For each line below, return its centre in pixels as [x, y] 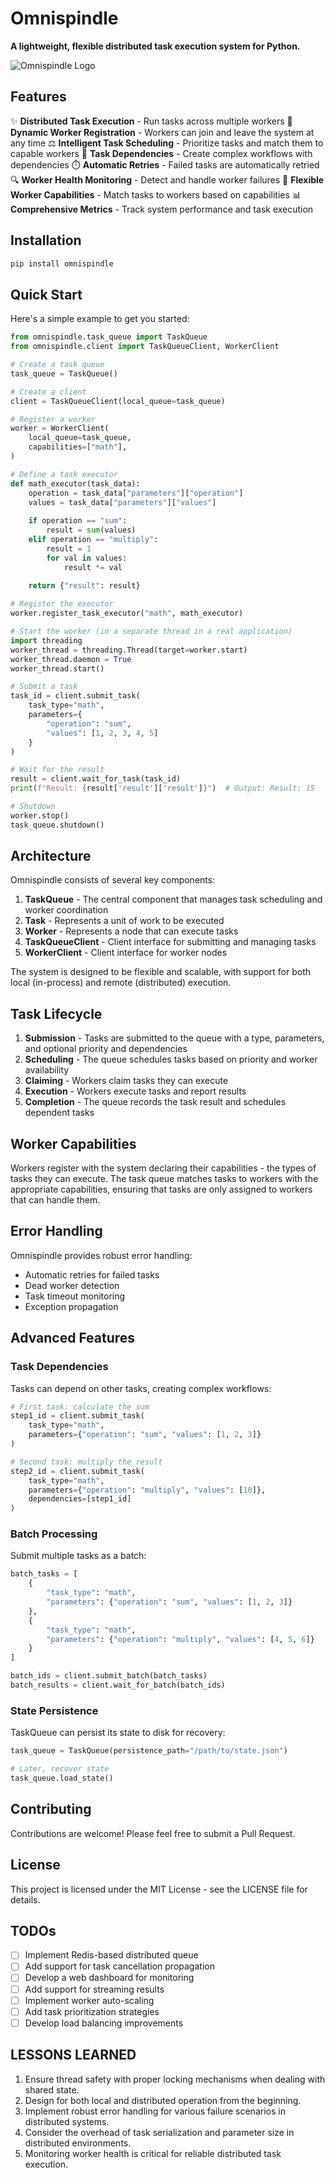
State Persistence [54, 1710]
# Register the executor [62, 604]
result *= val [93, 567]
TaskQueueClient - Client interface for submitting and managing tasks [170, 942]
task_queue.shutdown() [57, 825]
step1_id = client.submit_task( [77, 1416]
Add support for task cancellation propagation [119, 1966]
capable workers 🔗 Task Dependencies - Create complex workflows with [161, 153]
